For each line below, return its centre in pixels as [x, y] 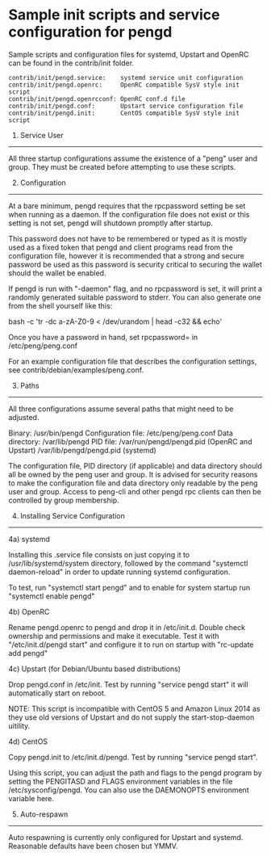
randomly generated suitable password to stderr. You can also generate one [135, 297]
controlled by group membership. [64, 500]
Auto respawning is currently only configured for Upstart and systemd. [126, 837]
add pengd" [28, 653]
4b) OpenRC [29, 611]
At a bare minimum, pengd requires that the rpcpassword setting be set [127, 206]
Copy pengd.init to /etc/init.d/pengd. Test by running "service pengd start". [133, 757]
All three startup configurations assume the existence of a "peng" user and [133, 158]
